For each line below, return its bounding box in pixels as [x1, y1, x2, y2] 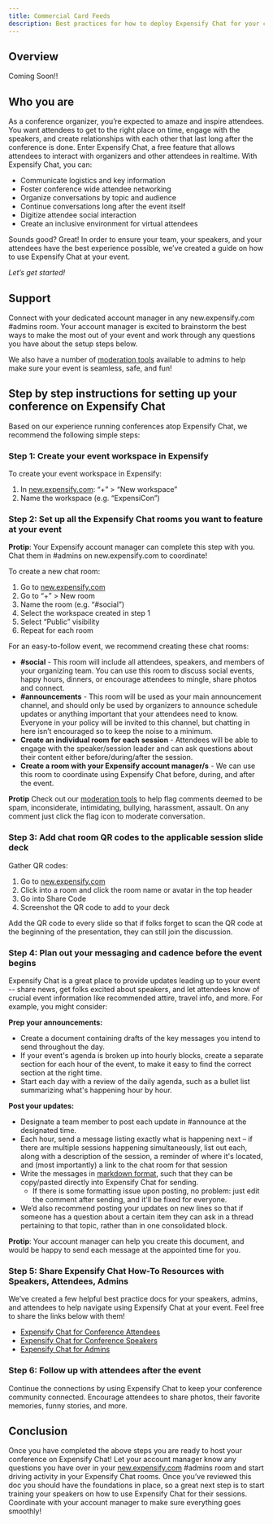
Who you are [8, 94, 75, 108]
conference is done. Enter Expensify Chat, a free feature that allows [8, 143, 236, 152]
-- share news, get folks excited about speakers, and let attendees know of [8, 984, 260, 994]
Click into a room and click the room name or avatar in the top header [19, 885, 253, 894]
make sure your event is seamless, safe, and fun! [8, 363, 172, 373]
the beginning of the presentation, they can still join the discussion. [8, 926, 233, 937]
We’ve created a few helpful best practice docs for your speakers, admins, [8, 1294, 258, 1304]
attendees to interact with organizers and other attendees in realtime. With [8, 152, 258, 161]
